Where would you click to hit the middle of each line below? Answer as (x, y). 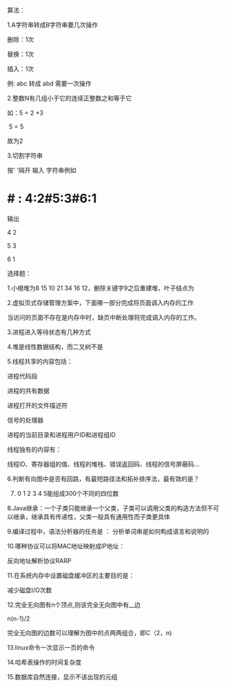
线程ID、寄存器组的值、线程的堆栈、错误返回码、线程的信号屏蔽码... (103, 464)
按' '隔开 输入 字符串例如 (42, 170)
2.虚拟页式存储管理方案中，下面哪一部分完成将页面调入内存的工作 (101, 302)
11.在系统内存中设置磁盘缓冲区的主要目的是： (71, 575)
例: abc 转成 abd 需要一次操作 (49, 84)
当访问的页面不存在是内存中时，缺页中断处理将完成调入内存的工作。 (104, 317)
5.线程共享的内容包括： (40, 361)
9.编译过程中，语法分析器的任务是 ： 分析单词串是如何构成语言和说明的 (108, 531)
